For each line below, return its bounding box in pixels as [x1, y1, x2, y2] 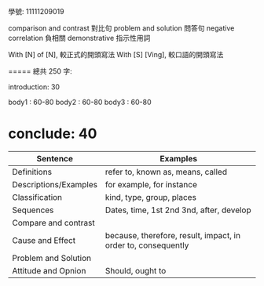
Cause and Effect [12, 234, 76, 245]
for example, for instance [104, 179, 198, 190]
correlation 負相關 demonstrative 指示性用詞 [8, 34, 151, 42]
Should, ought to [104, 265, 167, 276]
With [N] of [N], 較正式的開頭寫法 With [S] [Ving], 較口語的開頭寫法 [8, 50, 224, 59]
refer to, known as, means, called [104, 166, 228, 177]
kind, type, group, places [104, 191, 196, 202]
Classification [12, 191, 63, 202]
